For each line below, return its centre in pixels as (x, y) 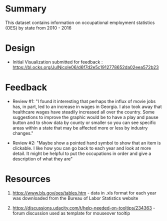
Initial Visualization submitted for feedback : (57, 62)
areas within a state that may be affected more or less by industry (80, 127)
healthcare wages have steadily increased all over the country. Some (83, 112)
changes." (23, 133)
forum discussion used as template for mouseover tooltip (71, 213)
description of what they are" (42, 158)
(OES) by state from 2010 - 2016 (38, 27)
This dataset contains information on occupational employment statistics (80, 22)
